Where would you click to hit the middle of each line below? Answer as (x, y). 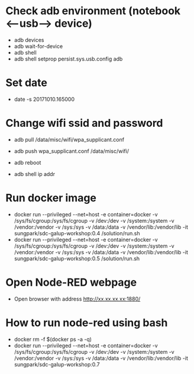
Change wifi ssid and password (84, 123)
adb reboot (28, 162)
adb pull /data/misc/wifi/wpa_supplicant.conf (69, 139)
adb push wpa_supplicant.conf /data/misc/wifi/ (72, 151)
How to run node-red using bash (87, 323)
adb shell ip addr (35, 174)
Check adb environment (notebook (93, 11)
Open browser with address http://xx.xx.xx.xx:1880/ (77, 299)
